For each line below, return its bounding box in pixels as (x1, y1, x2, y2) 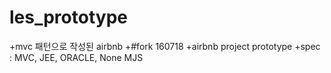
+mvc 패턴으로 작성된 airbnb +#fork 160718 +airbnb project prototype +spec (9, 40, 321, 52)
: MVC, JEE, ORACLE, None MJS (9, 51, 144, 63)
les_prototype (9, 6, 128, 29)
